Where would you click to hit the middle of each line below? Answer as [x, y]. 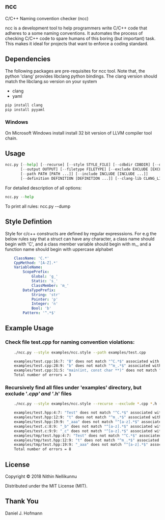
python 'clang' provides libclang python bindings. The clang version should [81, 76]
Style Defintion [29, 222]
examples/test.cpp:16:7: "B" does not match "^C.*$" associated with [87, 361]
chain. [11, 138]
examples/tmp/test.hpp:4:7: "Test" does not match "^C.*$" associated [88, 436]
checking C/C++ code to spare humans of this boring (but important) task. [80, 38]
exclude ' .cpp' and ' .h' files [39, 394]
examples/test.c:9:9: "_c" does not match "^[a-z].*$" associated [83, 431]
